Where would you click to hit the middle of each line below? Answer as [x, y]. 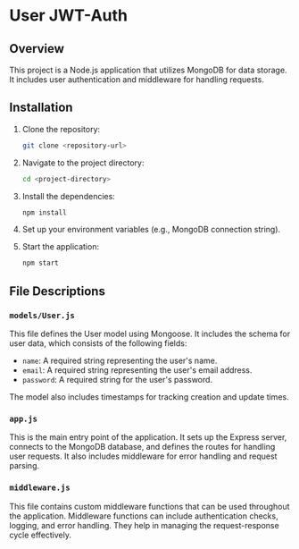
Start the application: [61, 247]
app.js [24, 418]
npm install [44, 212]
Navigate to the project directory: [83, 163]
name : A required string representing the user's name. [120, 360]
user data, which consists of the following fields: [98, 343]
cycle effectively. [41, 535]
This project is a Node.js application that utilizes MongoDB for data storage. [148, 70]
